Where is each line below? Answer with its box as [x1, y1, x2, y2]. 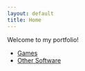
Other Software [17, 56, 62, 64]
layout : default [7, 10, 54, 17]
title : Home [7, 17, 41, 23]
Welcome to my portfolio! [7, 35, 79, 43]
